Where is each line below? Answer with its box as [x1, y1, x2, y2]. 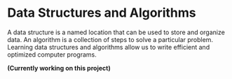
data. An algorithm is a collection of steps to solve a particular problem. [7, 35, 214, 43]
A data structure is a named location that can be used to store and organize [7, 28, 226, 36]
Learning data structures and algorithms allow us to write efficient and [7, 43, 210, 51]
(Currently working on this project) [7, 64, 111, 72]
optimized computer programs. [7, 50, 97, 59]
